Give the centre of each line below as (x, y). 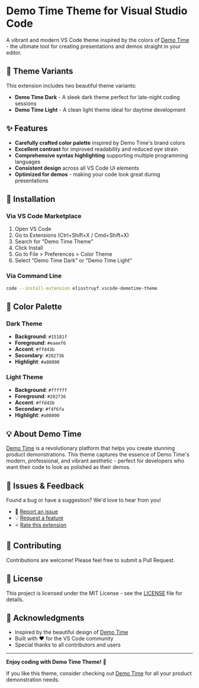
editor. (14, 52)
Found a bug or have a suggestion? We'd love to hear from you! (84, 500)
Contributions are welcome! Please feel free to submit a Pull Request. (91, 560)
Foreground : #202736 (40, 397)
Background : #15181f (41, 337)
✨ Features (27, 129)
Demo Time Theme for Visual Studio (97, 11)
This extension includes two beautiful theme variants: (71, 85)
